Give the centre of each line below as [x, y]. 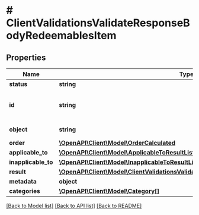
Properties [26, 57]
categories [25, 191]
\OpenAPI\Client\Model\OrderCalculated [117, 143]
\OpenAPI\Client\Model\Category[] [109, 191]
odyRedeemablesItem [61, 36]
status [18, 84]
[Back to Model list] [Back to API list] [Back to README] [74, 206]
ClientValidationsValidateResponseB [98, 23]
